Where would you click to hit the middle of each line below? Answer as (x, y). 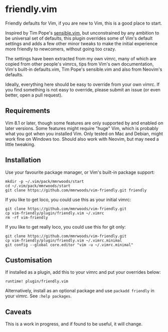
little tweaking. (20, 144)
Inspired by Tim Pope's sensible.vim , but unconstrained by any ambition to (82, 33)
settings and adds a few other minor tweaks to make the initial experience (81, 43)
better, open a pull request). (34, 95)
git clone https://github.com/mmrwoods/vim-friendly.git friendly (76, 190)
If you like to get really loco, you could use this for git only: (66, 227)
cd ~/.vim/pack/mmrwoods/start (38, 186)
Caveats (18, 312)
